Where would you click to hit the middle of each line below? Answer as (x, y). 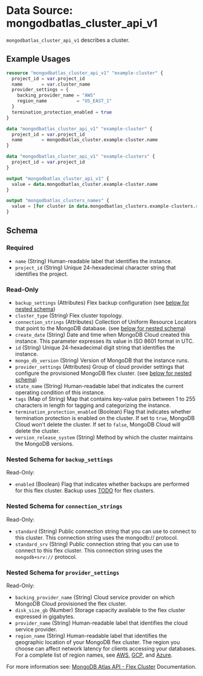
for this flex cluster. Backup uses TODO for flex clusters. (85, 491)
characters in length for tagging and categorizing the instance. (93, 405)
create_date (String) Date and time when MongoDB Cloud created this (102, 334)
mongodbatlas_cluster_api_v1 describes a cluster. (68, 40)
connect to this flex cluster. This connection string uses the (89, 550)
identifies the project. (41, 274)
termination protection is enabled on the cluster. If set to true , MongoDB (105, 418)
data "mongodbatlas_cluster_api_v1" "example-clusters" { (81, 157)
